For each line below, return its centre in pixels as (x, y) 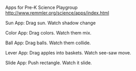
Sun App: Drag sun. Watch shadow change (51, 23)
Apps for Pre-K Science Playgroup (41, 7)
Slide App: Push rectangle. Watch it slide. (49, 63)
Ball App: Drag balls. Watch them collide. (48, 43)
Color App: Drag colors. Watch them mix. (49, 33)
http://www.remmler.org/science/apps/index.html (57, 13)
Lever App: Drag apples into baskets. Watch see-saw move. (68, 53)
